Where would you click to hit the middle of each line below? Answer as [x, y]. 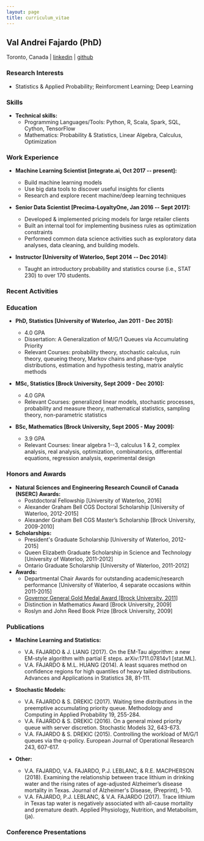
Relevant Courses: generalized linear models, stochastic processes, [110, 402]
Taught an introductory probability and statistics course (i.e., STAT [107, 269]
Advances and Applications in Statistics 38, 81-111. [88, 678]
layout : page [23, 12]
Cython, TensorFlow [50, 128]
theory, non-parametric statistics [66, 415]
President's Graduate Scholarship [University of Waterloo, [97, 539]
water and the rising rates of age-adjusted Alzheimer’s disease [103, 784]
